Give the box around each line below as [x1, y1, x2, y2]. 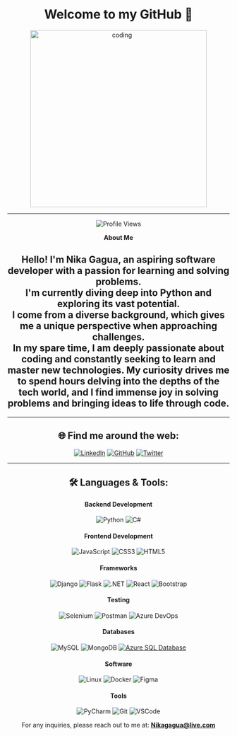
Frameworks [99, 563, 138, 572]
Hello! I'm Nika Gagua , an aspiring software [20, 254, 217, 266]
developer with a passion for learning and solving [7, 265, 230, 277]
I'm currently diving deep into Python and [25, 287, 212, 299]
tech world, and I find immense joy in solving [18, 386, 219, 398]
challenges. [92, 331, 145, 343]
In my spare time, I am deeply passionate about [13, 343, 224, 355]
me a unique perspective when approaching [20, 320, 217, 332]
